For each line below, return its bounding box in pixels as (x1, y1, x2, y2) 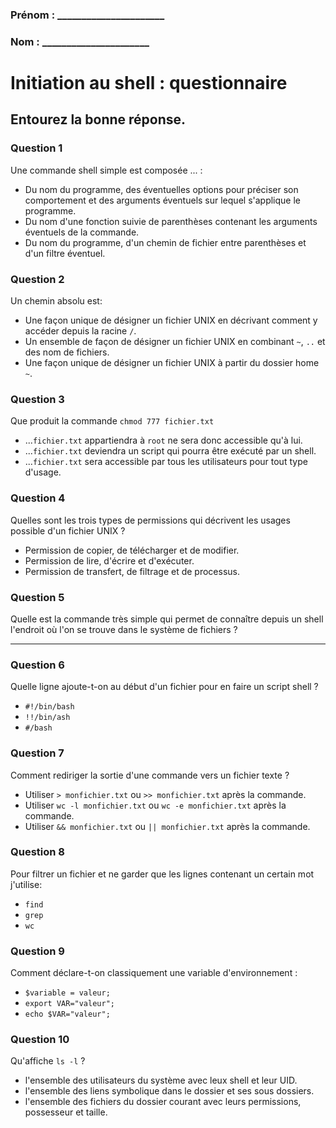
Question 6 (10, 658, 65, 672)
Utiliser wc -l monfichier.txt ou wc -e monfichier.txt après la (24, 799, 287, 811)
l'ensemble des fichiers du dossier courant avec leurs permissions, (24, 1096, 302, 1108)
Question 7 (10, 746, 65, 760)
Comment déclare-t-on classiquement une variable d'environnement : (10, 967, 298, 979)
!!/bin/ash (24, 713, 71, 723)
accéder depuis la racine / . (24, 325, 137, 337)
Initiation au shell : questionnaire (10, 72, 288, 95)
